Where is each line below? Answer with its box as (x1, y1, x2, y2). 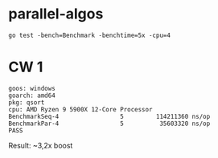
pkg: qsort (8, 98, 45, 107)
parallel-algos (8, 5, 104, 23)
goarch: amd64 (8, 91, 56, 99)
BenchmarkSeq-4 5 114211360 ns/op (8, 112, 211, 120)
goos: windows (8, 84, 56, 92)
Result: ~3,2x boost (8, 140, 73, 150)
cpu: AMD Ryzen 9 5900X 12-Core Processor (8, 105, 153, 113)
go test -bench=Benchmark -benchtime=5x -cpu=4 (8, 31, 171, 39)
